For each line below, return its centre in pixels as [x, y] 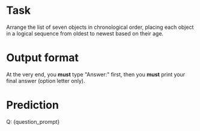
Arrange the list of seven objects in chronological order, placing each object [100, 27]
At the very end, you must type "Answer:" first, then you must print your [96, 74]
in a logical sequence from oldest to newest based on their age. [85, 33]
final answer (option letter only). [46, 81]
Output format [43, 58]
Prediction [32, 105]
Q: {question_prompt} [33, 121]
